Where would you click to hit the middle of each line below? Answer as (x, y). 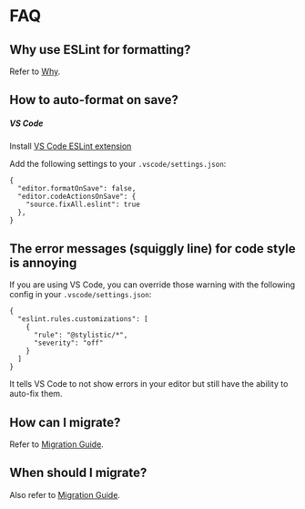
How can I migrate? (65, 422)
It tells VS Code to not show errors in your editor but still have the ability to (149, 384)
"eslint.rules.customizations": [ (83, 319)
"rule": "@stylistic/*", (81, 335)
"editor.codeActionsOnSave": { (77, 197)
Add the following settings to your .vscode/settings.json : (118, 164)
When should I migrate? (78, 473)
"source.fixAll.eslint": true (83, 205)
